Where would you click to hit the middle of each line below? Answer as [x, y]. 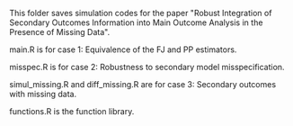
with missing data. [43, 94]
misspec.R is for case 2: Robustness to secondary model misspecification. [147, 67]
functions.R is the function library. [72, 111]
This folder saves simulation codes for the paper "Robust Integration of [141, 13]
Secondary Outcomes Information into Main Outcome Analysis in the [136, 22]
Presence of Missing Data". [60, 32]
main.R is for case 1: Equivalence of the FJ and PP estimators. [123, 49]
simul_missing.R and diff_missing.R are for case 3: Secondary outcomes [143, 84]
